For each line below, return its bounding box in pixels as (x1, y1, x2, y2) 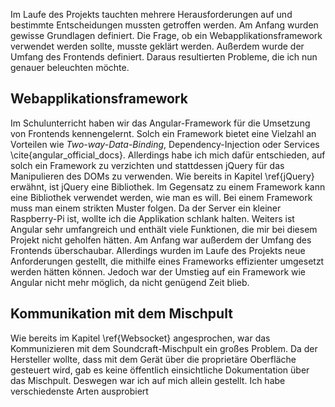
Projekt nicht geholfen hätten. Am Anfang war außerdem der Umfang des (10, 234, 312, 246)
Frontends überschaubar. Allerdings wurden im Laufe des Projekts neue (10, 244, 306, 256)
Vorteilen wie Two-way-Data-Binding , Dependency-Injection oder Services (10, 138, 320, 150)
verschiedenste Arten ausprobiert (10, 385, 149, 397)
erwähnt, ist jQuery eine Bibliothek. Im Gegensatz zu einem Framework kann (10, 180, 326, 193)
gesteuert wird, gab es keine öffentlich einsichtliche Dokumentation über (10, 364, 310, 376)
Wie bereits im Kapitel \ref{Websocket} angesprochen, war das (10, 332, 271, 344)
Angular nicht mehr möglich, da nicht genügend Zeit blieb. (10, 276, 250, 288)
